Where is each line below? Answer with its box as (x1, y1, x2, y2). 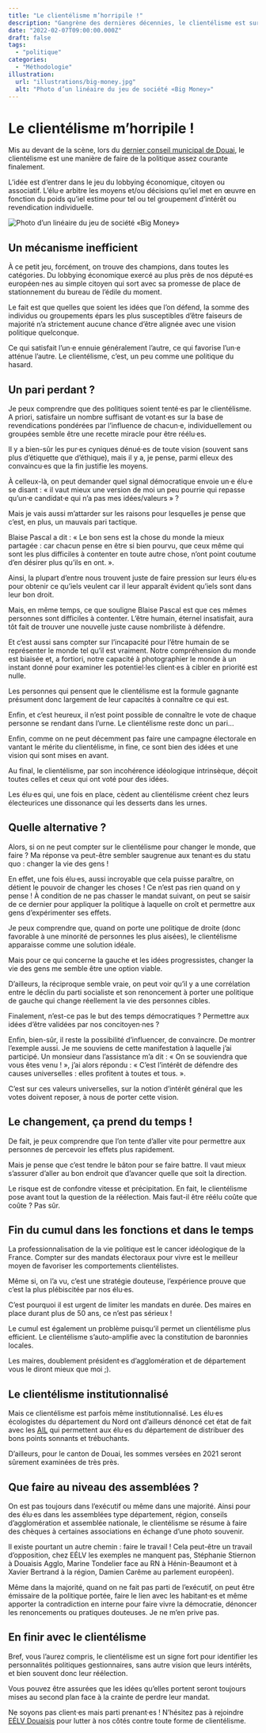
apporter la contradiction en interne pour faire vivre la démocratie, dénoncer (8, 1599, 257, 1609)
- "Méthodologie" (15, 63, 73, 71)
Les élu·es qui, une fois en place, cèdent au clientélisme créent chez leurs (8, 789, 249, 799)
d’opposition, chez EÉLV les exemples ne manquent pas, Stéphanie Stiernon (8, 1550, 256, 1560)
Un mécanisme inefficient (8, 241, 139, 254)
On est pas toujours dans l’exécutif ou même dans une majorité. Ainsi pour (8, 1501, 251, 1511)
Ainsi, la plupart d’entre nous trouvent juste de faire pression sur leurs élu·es (8, 573, 257, 582)
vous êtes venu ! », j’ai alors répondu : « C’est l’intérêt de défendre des (8, 1060, 238, 1069)
